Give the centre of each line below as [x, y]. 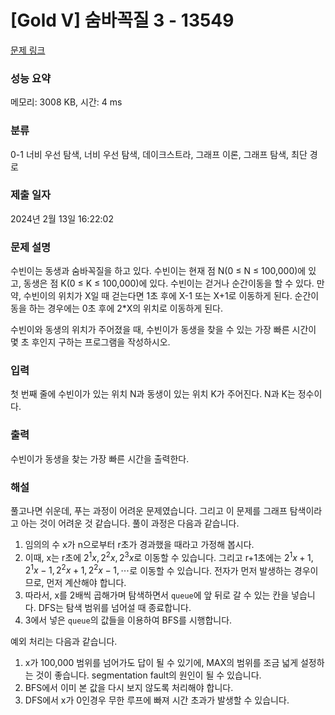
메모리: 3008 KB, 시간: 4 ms [66, 102]
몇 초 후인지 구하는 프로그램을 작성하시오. [90, 342]
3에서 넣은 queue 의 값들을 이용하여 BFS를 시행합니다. [128, 620]
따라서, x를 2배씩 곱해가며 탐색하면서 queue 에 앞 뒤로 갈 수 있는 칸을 [157, 595]
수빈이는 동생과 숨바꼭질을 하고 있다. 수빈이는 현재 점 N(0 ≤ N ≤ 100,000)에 [158, 271]
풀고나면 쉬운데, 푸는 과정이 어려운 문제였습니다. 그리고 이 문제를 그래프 [149, 511]
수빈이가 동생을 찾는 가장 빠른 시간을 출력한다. [100, 458]
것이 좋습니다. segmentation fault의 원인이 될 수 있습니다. [148, 675]
